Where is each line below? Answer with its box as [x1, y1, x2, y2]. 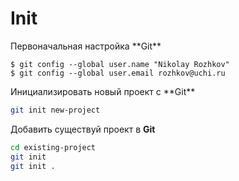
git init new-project [10, 105, 101, 115]
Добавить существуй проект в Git [10, 123, 156, 135]
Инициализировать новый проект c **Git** [10, 85, 196, 97]
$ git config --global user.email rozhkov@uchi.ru [10, 68, 226, 78]
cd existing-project [10, 142, 97, 152]
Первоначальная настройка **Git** [10, 40, 162, 52]
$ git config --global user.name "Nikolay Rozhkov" [10, 59, 230, 69]
